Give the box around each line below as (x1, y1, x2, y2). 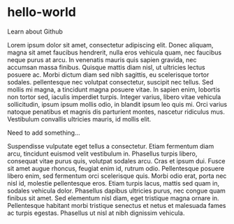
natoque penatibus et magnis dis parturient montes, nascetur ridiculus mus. (7, 107, 225, 116)
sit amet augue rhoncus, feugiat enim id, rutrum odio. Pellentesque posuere (7, 164, 225, 172)
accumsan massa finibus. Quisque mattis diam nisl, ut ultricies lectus (7, 63, 205, 71)
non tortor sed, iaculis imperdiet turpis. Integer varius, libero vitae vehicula (7, 92, 221, 101)
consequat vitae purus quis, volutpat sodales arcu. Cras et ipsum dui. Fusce (7, 156, 226, 165)
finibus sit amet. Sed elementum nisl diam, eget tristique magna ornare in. (7, 193, 219, 202)
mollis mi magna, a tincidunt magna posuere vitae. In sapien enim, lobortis (7, 85, 221, 94)
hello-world (7, 4, 77, 20)
